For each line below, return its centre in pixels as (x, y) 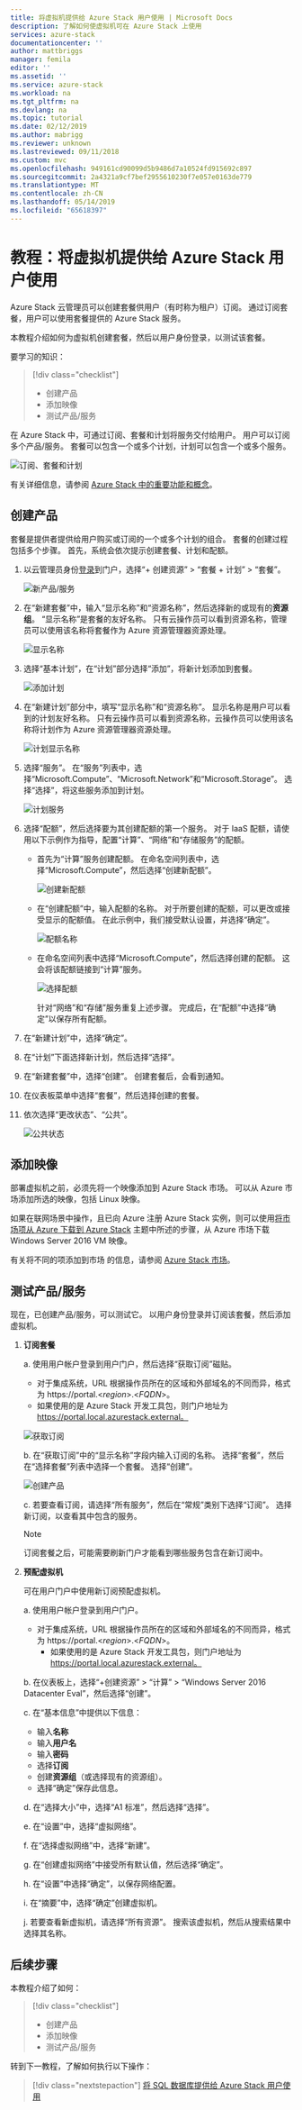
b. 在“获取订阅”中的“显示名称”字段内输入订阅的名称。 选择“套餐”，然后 (154, 1455)
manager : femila (40, 59)
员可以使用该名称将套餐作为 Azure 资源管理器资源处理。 (127, 630)
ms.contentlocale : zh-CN (57, 194)
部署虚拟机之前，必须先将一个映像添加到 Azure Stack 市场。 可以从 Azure (147, 1188)
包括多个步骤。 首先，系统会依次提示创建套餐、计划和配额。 (121, 550)
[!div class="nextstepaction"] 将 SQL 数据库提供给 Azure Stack (149, 2085)
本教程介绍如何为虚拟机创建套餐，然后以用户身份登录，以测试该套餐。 (140, 337)
